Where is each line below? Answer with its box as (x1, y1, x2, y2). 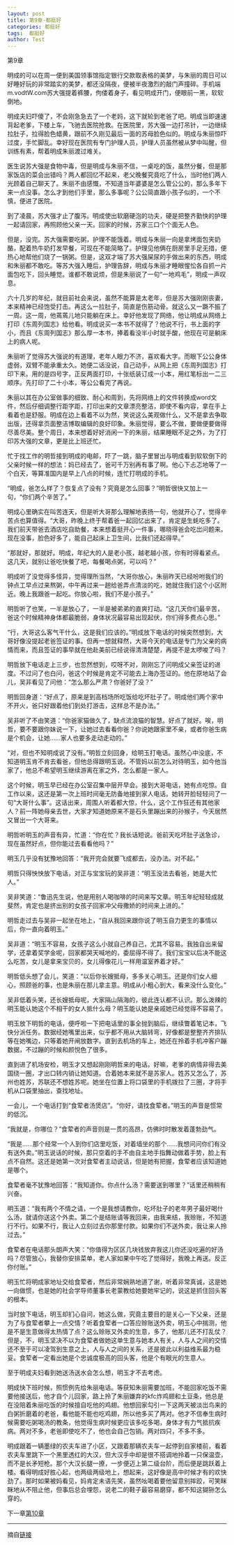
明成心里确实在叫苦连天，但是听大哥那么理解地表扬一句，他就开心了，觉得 (7, 508, 221, 516)
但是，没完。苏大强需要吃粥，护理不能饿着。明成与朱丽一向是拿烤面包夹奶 (7, 235, 221, 244)
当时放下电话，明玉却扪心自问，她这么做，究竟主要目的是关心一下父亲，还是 (7, 1310, 227, 1319)
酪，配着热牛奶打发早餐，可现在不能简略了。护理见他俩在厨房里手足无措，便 (7, 244, 227, 252)
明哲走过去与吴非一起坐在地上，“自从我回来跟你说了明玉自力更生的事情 (7, 916, 212, 925)
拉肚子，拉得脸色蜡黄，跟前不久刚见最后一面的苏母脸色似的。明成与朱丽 (7, 130, 214, 138)
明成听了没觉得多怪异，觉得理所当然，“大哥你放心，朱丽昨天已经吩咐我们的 (7, 572, 224, 580)
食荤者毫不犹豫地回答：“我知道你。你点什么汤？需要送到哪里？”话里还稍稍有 (7, 1181, 226, 1189)
